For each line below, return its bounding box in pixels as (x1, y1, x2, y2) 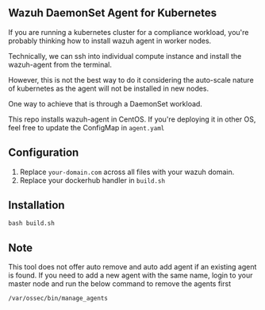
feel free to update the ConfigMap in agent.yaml (8, 122, 165, 132)
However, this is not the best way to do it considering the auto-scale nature (8, 75, 254, 84)
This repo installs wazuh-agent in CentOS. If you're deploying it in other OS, (8, 114, 256, 124)
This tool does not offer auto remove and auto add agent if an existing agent (8, 262, 257, 272)
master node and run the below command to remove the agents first (8, 279, 232, 289)
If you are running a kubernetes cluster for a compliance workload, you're (8, 27, 249, 37)
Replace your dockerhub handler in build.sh (19, 175, 165, 185)
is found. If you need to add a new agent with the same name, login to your (8, 270, 253, 281)
